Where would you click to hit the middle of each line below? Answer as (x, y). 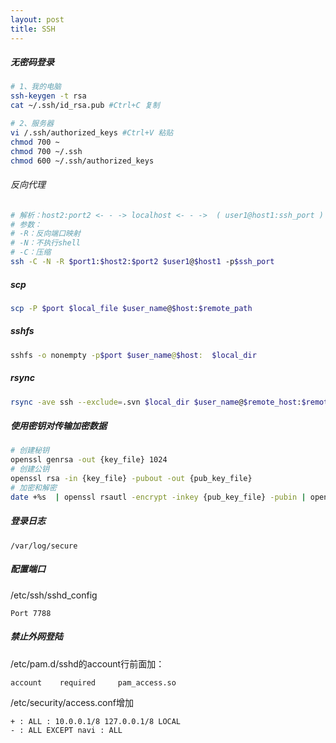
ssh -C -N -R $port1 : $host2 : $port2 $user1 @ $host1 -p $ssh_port (142, 262)
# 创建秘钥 (30, 451)
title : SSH (33, 29)
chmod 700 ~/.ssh (46, 151)
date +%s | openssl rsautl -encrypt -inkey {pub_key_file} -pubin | (158, 497)
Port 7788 (31, 613)
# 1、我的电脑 (36, 87)
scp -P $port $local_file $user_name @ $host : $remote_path (131, 308)
